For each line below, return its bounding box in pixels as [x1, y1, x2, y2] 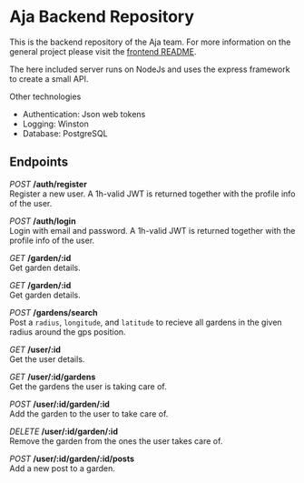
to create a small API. [9, 73, 89, 84]
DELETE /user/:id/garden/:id [9, 426, 118, 437]
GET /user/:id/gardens [9, 371, 96, 382]
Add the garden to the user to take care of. [9, 408, 169, 419]
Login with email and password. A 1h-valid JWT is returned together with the [9, 225, 296, 236]
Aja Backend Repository [9, 6, 195, 27]
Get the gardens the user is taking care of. [9, 380, 167, 392]
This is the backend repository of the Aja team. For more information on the [9, 36, 291, 47]
